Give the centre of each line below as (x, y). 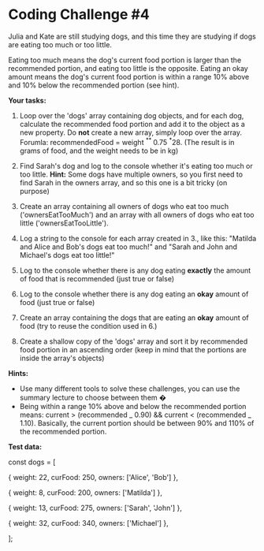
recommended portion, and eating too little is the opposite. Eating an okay (128, 68)
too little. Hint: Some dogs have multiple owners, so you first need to (131, 174)
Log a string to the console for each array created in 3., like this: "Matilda (138, 238)
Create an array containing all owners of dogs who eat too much (124, 206)
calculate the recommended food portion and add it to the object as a (132, 124)
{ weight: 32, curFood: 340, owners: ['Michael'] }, (89, 523)
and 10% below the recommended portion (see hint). (94, 85)
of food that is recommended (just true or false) (97, 278)
